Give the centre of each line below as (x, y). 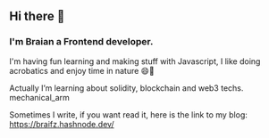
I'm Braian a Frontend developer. (81, 42)
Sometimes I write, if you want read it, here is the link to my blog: (129, 114)
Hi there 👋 (37, 16)
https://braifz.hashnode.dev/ (62, 124)
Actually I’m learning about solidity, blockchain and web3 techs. (126, 88)
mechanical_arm (39, 97)
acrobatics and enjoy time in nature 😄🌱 (82, 70)
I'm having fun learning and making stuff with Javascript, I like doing (135, 61)
